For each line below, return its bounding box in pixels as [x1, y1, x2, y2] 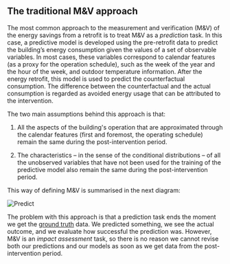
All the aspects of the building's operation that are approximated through [16, 123, 223, 131]
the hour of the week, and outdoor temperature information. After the [7, 67, 203, 75]
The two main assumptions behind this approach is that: [7, 110, 166, 118]
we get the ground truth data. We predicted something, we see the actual [7, 219, 214, 228]
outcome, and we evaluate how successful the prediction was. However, [7, 227, 212, 235]
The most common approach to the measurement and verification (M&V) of [7, 23, 220, 32]
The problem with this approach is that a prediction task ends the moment [7, 213, 216, 221]
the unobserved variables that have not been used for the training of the [16, 158, 222, 167]
